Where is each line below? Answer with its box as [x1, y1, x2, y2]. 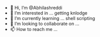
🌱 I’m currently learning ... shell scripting [10, 15, 95, 21]
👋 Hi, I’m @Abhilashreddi [10, 5, 63, 10]
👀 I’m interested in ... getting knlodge [10, 10, 88, 16]
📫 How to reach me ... [10, 26, 58, 32]
